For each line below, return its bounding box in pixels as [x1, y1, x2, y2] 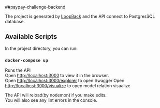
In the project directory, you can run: [5, 46, 78, 51]
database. [5, 19, 25, 24]
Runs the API [5, 67, 31, 73]
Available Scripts [5, 32, 57, 41]
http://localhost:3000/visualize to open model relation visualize [5, 83, 131, 89]
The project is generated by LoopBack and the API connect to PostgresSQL [5, 14, 155, 19]
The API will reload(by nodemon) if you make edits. [5, 92, 107, 98]
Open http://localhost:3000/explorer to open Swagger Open [5, 77, 125, 84]
